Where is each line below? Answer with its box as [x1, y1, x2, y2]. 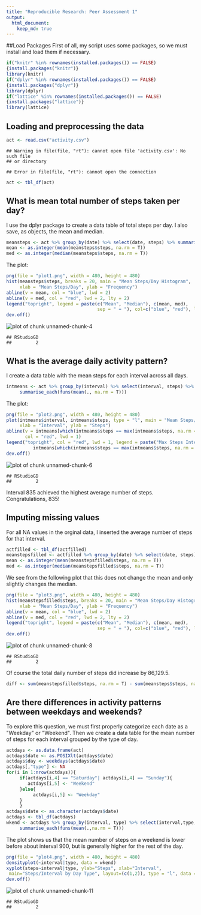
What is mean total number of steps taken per [6, 196, 181, 206]
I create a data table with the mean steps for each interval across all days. [6, 371, 188, 379]
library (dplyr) [6, 88, 44, 94]
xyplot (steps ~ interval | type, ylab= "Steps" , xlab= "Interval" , [6, 865, 162, 871]
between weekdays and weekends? [6, 707, 142, 717]
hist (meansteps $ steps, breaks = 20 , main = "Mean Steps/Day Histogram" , [6, 278, 191, 284]
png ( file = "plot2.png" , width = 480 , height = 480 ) [6, 412, 141, 418]
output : [6, 14, 26, 20]
